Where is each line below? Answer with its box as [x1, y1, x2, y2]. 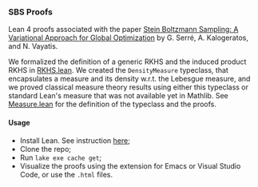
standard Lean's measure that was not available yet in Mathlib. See [8, 91, 229, 101]
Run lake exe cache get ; [19, 153, 102, 162]
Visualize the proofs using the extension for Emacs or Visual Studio [19, 161, 241, 170]
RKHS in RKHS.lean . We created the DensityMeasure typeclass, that [8, 66, 229, 75]
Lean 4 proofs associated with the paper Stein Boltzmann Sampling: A [8, 25, 239, 34]
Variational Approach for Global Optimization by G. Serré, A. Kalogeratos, [8, 33, 249, 42]
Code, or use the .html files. [19, 169, 113, 179]
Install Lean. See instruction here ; [19, 135, 130, 145]
